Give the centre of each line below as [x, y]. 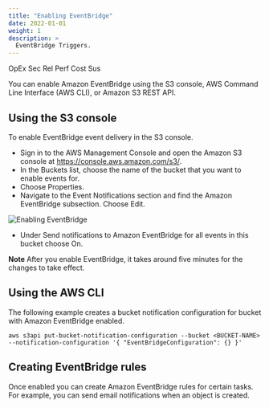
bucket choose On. [51, 243]
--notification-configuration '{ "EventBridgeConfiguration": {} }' [125, 342]
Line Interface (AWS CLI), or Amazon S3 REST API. [92, 92]
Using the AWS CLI [56, 293]
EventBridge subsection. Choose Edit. [83, 204]
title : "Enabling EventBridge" [61, 16]
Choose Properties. [52, 186]
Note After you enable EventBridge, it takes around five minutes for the [126, 259]
